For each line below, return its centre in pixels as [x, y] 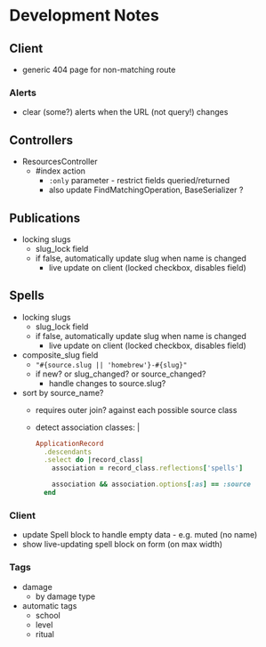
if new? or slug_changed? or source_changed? [121, 374]
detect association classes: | [88, 427]
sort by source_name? [63, 392]
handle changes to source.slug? [107, 383]
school [48, 615]
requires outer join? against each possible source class [136, 409]
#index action [60, 171]
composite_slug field [60, 355]
